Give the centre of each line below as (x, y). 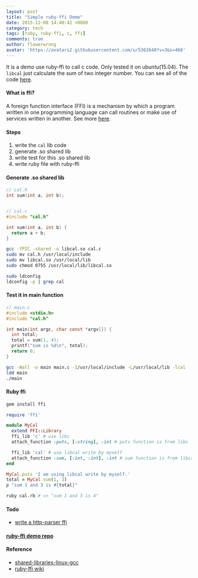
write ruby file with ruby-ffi (47, 164)
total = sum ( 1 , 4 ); (35, 340)
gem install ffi (26, 404)
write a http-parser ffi (41, 523)
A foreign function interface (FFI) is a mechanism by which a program (90, 106)
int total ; (25, 335)
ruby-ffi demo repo (30, 535)
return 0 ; (23, 351)
